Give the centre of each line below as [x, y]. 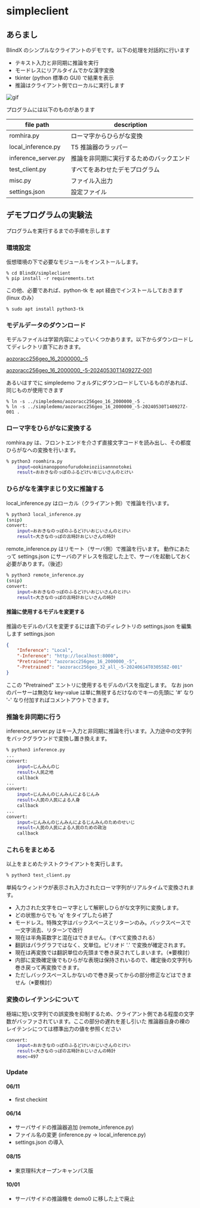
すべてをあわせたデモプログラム [115, 170]
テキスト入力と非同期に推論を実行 [57, 63]
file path [37, 125]
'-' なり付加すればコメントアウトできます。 [59, 700]
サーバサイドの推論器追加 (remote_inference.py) [74, 1127]
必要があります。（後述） [36, 564]
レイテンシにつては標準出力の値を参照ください [64, 1028]
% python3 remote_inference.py [45, 575]
